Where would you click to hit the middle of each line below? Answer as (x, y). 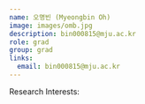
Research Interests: (44, 91)
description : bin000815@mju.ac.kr (73, 33)
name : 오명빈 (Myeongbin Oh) (60, 17)
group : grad (31, 50)
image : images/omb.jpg (51, 26)
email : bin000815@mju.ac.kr (69, 67)
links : (21, 58)
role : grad (29, 42)
